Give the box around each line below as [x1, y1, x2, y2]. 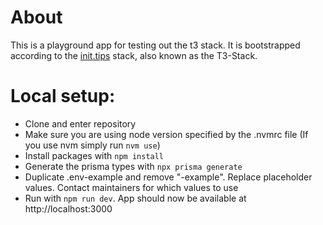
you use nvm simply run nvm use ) [24, 139, 161, 151]
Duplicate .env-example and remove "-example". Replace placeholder [24, 171, 313, 183]
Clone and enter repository [24, 117, 137, 130]
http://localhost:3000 [24, 202, 113, 215]
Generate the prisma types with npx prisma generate [24, 160, 243, 172]
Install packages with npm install [24, 149, 165, 161]
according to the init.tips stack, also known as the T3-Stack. [10, 49, 258, 61]
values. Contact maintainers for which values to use [24, 181, 239, 193]
